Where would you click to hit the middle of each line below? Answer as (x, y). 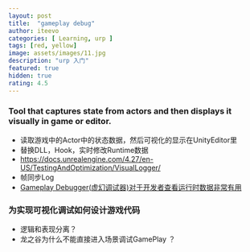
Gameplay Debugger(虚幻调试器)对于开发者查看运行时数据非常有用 (131, 187)
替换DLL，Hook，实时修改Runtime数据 (84, 150)
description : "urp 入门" (49, 61)
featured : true (34, 68)
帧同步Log (37, 177)
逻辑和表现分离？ (48, 229)
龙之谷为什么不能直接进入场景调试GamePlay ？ (98, 239)
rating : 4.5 (28, 83)
